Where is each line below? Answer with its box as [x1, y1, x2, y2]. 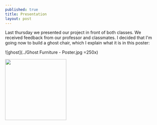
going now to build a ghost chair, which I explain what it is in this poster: [5, 40, 150, 46]
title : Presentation [5, 12, 47, 17]
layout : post [5, 16, 32, 21]
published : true [5, 7, 38, 12]
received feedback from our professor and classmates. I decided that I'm [5, 35, 153, 41]
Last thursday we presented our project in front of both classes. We [5, 30, 141, 36]
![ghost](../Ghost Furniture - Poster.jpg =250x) [5, 49, 99, 55]
